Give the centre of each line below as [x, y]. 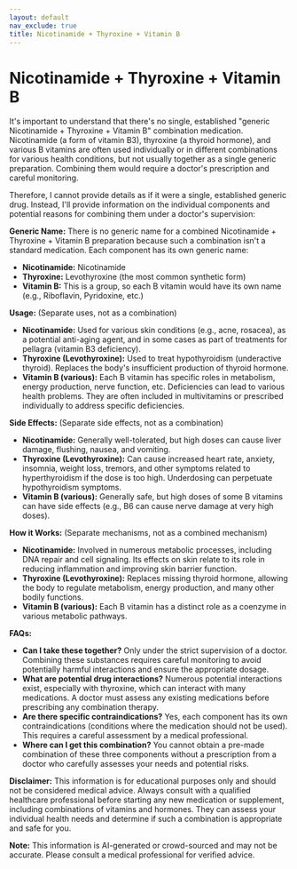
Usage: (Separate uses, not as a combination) [93, 313]
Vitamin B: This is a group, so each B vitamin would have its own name [152, 286]
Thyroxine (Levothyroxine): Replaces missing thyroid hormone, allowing [155, 578]
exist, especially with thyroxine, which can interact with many [134, 689]
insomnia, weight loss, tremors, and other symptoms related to [136, 468]
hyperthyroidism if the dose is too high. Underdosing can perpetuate [147, 478]
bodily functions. [53, 597]
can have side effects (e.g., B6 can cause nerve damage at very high [148, 506]
